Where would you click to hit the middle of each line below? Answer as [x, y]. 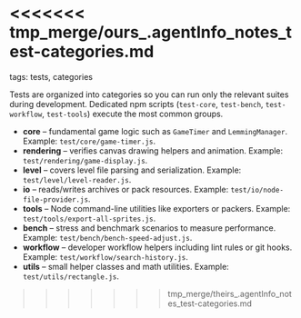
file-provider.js [55, 199]
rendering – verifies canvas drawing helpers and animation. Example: [153, 150]
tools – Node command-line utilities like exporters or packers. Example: [156, 208]
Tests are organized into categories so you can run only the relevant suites [149, 94]
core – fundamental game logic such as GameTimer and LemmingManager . [155, 131]
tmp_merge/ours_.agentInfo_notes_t [151, 32]
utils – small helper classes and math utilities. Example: [125, 266]
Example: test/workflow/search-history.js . [105, 256]
